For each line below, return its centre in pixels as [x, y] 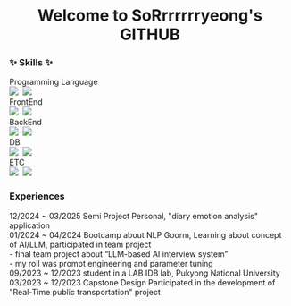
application [30, 225]
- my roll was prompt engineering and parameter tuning [111, 263]
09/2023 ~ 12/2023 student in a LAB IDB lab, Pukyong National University [145, 273]
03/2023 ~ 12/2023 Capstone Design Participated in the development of [142, 282]
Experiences [37, 196]
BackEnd [25, 123]
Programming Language [54, 82]
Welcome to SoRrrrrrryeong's [150, 16]
